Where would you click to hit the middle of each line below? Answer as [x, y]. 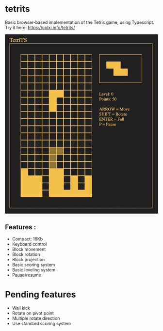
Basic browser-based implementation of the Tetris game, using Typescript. [80, 22]
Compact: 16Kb [27, 239]
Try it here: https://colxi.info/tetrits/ [40, 27]
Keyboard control [29, 244]
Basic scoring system [33, 265]
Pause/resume [26, 275]
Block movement [29, 249]
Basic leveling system [34, 269]
